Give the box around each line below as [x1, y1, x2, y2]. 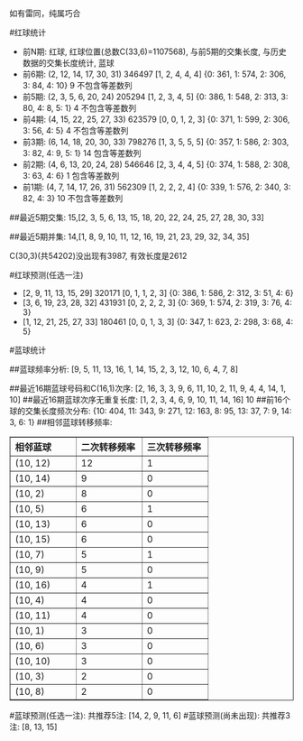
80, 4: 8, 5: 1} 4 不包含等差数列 [22, 103, 137, 113]
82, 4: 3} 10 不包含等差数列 [22, 193, 124, 203]
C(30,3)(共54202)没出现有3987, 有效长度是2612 [9, 251, 188, 261]
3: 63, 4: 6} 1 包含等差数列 [22, 171, 120, 181]
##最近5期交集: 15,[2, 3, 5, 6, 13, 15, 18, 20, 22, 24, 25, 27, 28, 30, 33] [9, 212, 264, 223]
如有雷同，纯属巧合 [9, 8, 81, 18]
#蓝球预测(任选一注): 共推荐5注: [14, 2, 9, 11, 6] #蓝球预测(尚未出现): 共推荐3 [9, 710, 291, 720]
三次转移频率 [147, 441, 202, 453]
